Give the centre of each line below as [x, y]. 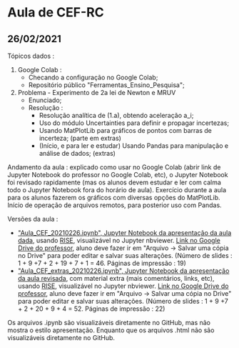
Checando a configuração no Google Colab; [93, 77]
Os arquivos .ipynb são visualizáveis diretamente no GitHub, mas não [109, 323]
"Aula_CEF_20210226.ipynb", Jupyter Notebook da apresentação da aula [124, 233]
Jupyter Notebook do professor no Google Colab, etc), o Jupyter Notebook [118, 175]
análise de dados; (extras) [77, 153]
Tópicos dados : [31, 56]
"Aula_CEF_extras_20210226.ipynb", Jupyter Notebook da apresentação [123, 271]
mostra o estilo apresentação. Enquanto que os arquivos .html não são [111, 330]
